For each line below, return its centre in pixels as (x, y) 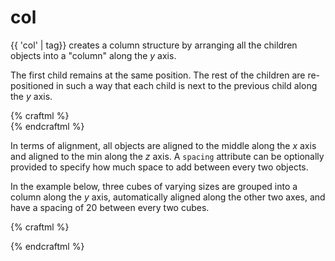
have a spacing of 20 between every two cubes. (110, 207)
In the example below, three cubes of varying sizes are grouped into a (154, 186)
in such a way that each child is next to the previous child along (187, 85)
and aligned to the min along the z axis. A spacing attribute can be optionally (167, 156)
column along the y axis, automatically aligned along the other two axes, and (168, 197)
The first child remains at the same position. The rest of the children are (158, 75)
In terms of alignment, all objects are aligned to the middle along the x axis (163, 145)
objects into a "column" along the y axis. (93, 55)
